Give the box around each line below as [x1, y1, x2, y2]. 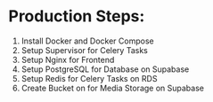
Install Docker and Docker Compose [20, 35, 154, 46]
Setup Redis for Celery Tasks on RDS [20, 73, 158, 83]
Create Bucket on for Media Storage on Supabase [20, 82, 204, 93]
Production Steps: [8, 6, 145, 27]
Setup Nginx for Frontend [20, 54, 115, 65]
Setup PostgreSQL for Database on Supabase [20, 64, 190, 75]
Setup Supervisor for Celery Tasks [20, 44, 148, 55]
